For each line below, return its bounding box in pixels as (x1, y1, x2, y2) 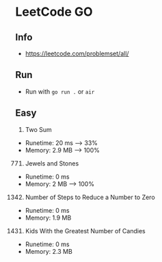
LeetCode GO (15, 4, 93, 20)
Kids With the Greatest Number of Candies (25, 226, 146, 235)
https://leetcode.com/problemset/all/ (25, 49, 129, 57)
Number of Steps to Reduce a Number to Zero (25, 193, 155, 201)
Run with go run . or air (25, 87, 95, 96)
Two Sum (25, 125, 53, 133)
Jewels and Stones (25, 159, 79, 168)
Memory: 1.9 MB (25, 213, 72, 222)
